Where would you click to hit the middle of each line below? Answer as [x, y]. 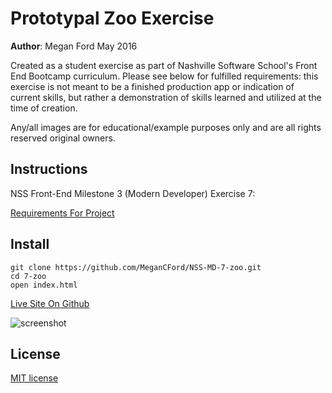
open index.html [44, 285]
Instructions [49, 169]
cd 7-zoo [28, 276]
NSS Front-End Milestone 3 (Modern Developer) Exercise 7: [133, 193]
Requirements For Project [62, 213]
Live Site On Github [50, 303]
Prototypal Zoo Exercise [112, 18]
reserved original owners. [63, 138]
